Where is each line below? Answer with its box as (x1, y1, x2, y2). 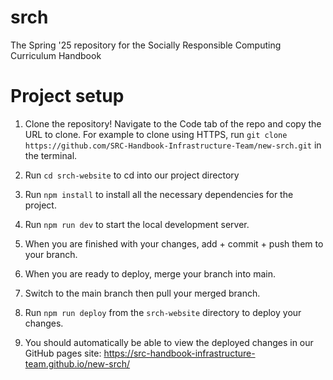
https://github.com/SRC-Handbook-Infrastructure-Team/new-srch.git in (24, 139, 322, 151)
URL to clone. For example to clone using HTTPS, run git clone (24, 128, 288, 140)
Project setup (10, 85, 125, 108)
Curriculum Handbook (10, 49, 102, 61)
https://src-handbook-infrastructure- (103, 347, 256, 359)
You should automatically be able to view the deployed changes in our (24, 336, 314, 348)
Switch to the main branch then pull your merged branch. (24, 287, 261, 299)
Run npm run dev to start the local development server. (24, 218, 250, 230)
